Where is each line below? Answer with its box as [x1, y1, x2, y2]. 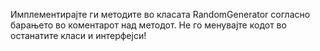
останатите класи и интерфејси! [10, 30, 147, 41]
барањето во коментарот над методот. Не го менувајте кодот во [10, 19, 287, 31]
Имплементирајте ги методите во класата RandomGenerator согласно [10, 9, 311, 20]
